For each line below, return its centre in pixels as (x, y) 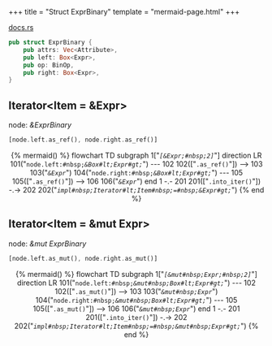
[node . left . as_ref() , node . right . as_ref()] (83, 140)
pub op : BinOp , (49, 65)
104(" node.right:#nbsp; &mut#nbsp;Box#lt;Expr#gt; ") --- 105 (136, 300)
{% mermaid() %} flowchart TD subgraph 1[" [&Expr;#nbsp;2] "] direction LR (136, 155)
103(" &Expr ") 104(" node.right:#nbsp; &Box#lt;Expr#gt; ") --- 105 (136, 172)
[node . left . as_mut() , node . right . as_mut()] (83, 258)
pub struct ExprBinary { (50, 42)
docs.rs (21, 27)
